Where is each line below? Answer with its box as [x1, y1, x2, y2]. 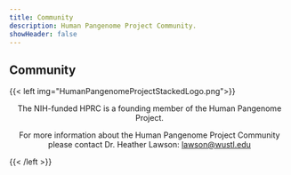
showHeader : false [9, 29, 77, 38]
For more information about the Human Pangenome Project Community [19, 130, 280, 140]
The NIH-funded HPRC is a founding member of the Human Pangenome [17, 103, 282, 114]
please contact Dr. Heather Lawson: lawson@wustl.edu [47, 139, 252, 150]
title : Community [9, 12, 74, 22]
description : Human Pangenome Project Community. [9, 21, 198, 30]
